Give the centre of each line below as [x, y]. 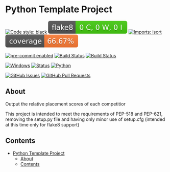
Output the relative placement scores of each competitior [66, 104]
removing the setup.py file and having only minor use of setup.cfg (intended [85, 119]
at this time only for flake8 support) [42, 124]
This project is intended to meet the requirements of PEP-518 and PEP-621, [84, 114]
